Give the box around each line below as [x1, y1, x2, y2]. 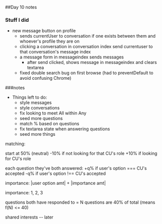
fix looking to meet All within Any [19, 110, 86, 116]
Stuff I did [5, 16, 29, 23]
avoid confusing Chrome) [19, 75, 72, 81]
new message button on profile [12, 28, 76, 34]
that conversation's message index [19, 49, 91, 55]
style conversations [19, 105, 60, 111]
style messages [19, 100, 52, 106]
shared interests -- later [5, 214, 53, 220]
